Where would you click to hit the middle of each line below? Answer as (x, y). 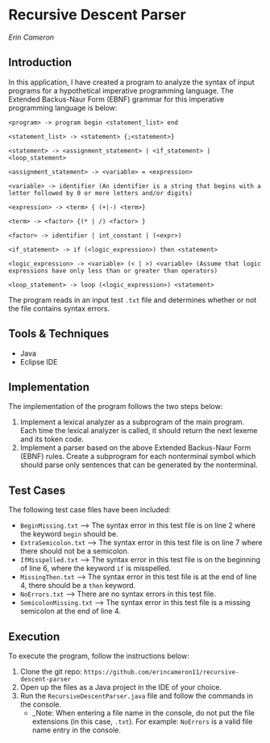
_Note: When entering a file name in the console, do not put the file (143, 713)
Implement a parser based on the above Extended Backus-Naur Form (135, 448)
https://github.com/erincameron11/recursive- (161, 672)
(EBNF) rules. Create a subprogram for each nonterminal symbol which (138, 457)
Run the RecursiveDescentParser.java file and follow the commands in (137, 696)
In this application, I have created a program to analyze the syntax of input (132, 81)
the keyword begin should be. (69, 534)
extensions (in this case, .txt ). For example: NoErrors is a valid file (142, 721)
